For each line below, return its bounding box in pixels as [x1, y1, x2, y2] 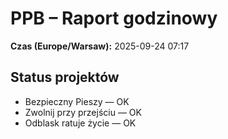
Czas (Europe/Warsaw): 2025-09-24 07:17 [10, 40, 190, 52]
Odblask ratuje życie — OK [24, 117, 137, 129]
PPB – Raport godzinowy [10, 7, 218, 30]
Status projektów [10, 69, 120, 86]
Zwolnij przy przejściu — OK [24, 106, 142, 118]
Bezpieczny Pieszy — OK [24, 95, 130, 107]
